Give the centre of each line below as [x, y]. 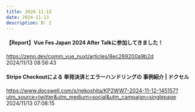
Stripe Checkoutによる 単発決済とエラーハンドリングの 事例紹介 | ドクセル [97, 77]
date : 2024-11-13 [28, 17]
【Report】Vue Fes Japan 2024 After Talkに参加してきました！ [85, 42]
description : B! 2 [29, 23]
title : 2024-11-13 [29, 12]
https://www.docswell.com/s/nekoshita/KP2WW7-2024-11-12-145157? [92, 91]
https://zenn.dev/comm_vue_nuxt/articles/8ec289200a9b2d [80, 56]
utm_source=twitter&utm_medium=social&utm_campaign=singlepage [91, 97]
